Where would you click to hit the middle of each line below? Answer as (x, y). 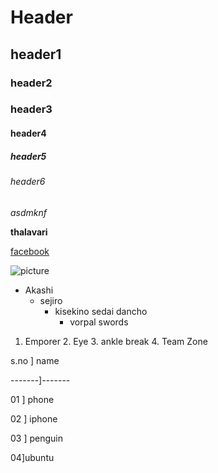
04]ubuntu (32, 457)
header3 (31, 109)
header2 (31, 83)
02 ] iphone (34, 418)
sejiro (51, 300)
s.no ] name (35, 360)
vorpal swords (99, 322)
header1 (36, 54)
